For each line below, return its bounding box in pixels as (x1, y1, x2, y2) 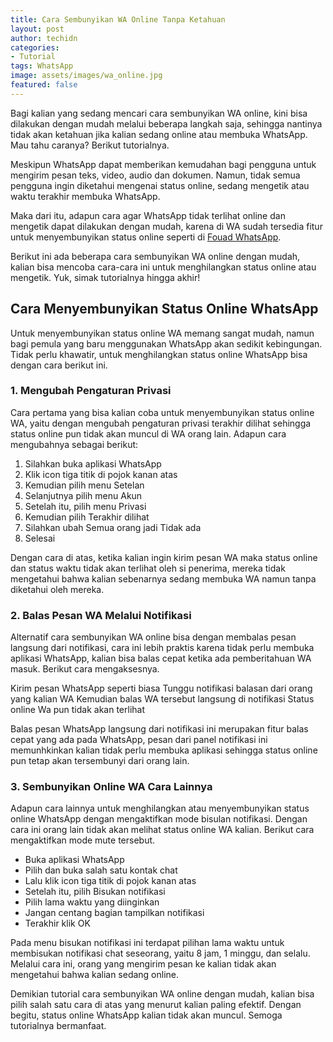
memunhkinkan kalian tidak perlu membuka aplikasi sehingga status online (10, 744, 318, 756)
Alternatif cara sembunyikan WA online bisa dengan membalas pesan (10, 631, 297, 643)
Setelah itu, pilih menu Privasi (24, 500, 147, 512)
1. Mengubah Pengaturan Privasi (10, 384, 172, 398)
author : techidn (10, 33, 78, 43)
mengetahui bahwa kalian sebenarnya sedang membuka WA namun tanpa (10, 572, 317, 585)
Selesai (24, 532, 56, 544)
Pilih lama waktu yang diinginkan (24, 896, 160, 908)
